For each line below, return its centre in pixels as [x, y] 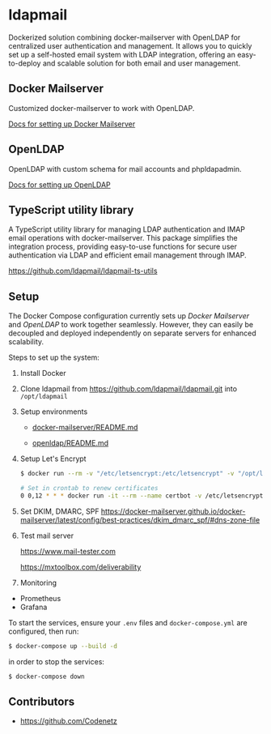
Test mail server [47, 536]
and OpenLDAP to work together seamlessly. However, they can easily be [131, 325]
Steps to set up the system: [54, 357]
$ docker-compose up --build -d [63, 646]
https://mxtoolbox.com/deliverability [80, 567]
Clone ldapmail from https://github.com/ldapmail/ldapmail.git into [128, 389]
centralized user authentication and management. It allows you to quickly [130, 45]
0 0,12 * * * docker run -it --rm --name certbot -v [111, 496]
